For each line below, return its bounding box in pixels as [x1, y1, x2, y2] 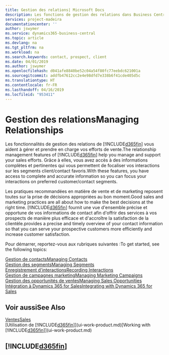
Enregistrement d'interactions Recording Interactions [5, 267, 114, 273]
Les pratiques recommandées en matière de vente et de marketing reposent [5, 188, 163, 194]
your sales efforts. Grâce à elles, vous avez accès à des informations [5, 157, 148, 163]
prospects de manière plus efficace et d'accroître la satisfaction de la [5, 215, 149, 221]
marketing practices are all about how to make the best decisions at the [5, 199, 153, 205]
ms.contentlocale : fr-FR [5, 82, 57, 87]
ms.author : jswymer [5, 64, 46, 69]
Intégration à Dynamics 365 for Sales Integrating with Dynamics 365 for [5, 283, 152, 289]
